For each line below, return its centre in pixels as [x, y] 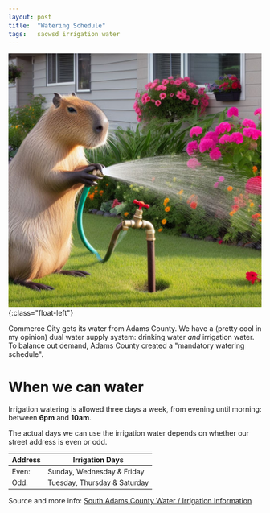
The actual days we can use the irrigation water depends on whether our [129, 433]
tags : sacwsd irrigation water [64, 34]
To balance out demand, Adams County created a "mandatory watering [127, 345]
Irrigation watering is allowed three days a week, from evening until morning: [135, 409]
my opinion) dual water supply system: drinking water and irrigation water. [131, 337]
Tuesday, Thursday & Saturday [98, 482]
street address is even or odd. [58, 442]
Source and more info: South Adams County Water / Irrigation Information [130, 500]
